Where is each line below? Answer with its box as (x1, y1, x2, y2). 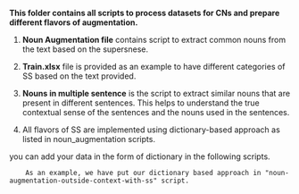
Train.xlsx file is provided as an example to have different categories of (21, 62, 286, 72)
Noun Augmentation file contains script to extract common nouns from (21, 35, 287, 45)
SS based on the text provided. (21, 71, 137, 81)
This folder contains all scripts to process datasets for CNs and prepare (9, 8, 280, 18)
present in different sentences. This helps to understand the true (21, 97, 261, 108)
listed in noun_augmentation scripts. (21, 134, 156, 144)
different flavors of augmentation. (9, 17, 138, 28)
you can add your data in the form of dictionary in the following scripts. (9, 151, 270, 162)
